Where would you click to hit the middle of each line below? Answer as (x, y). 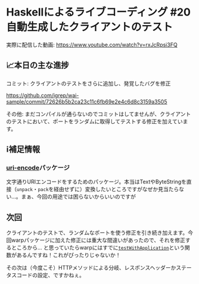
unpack (25, 190)
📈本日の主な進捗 (38, 65)
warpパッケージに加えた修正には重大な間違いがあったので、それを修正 (98, 240)
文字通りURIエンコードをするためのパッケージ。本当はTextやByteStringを (96, 182)
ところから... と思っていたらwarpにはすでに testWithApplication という (98, 248)
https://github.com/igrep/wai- (43, 95)
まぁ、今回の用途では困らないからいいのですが (78, 196)
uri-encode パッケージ (38, 168)
